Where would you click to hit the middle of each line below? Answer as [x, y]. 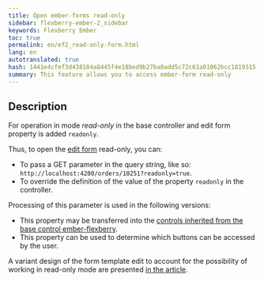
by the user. [39, 246]
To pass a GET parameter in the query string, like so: [105, 165]
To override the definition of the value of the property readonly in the [132, 181]
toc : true [25, 38]
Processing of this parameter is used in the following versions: [109, 205]
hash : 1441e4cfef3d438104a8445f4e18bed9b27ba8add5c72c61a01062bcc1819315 [132, 67]
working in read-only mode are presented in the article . [98, 269]
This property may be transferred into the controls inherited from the [131, 221]
